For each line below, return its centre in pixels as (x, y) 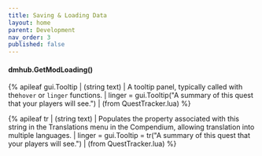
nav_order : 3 (30, 37)
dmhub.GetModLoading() (50, 69)
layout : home (30, 23)
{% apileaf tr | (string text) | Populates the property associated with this (124, 119)
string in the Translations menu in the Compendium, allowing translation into (131, 127)
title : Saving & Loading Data (58, 15)
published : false (37, 45)
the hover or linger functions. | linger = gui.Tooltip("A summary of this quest (131, 96)
